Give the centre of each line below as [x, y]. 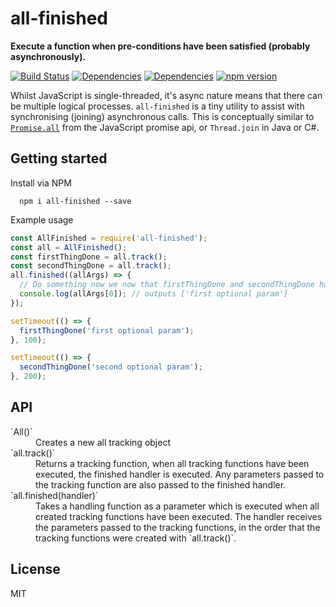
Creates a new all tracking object [103, 442]
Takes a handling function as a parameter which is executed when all [177, 506]
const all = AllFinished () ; [69, 247]
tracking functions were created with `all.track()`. [136, 538]
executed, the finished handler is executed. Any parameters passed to [180, 474]
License [35, 569]
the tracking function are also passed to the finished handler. [161, 484]
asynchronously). [48, 56]
